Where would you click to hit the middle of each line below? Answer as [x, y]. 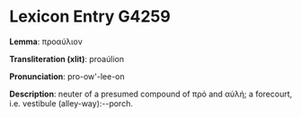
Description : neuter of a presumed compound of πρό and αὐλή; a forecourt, [151, 94]
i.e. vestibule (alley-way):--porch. [71, 103]
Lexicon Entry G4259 [90, 17]
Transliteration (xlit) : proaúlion [66, 59]
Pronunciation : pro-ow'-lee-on [67, 76]
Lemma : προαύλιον [46, 41]
